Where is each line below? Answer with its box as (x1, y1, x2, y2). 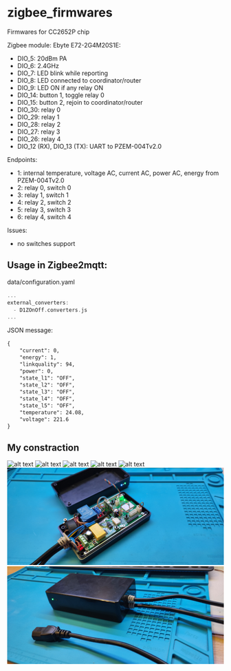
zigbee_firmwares (7, 5, 113, 21)
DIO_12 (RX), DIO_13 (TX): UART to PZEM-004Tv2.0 (16, 142, 162, 150)
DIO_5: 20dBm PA (16, 54, 67, 63)
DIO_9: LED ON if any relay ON (16, 83, 104, 92)
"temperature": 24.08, (19, 409, 85, 416)
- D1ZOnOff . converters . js (13, 307, 88, 313)
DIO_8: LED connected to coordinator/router (16, 76, 142, 84)
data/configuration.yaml (7, 278, 76, 286)
